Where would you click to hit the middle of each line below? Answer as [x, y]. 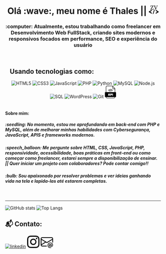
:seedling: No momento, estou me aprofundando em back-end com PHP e [83, 125]
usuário [83, 45]
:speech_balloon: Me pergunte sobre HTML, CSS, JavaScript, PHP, [75, 148]
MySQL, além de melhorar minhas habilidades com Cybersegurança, [78, 130]
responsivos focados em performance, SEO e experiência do [83, 39]
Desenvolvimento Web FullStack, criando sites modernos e [83, 33]
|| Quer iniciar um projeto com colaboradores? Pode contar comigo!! [77, 163]
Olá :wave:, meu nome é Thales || [77, 11]
